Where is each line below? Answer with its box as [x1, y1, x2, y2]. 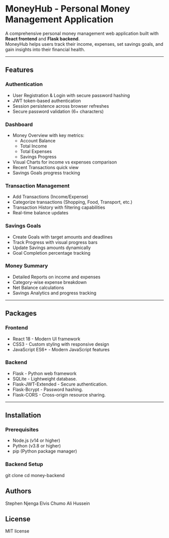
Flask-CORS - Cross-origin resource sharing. [12, 392, 106, 398]
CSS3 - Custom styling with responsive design [12, 341, 109, 347]
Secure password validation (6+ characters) [12, 108, 104, 114]
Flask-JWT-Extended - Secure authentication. [12, 381, 108, 387]
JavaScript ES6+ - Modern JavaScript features [12, 346, 110, 352]
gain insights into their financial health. [5, 46, 86, 52]
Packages [5, 309, 37, 318]
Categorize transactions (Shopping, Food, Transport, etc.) [12, 199, 133, 205]
